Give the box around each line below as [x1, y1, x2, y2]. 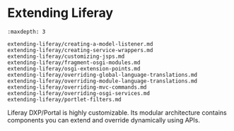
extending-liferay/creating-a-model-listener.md [7, 40, 153, 47]
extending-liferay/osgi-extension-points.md [7, 65, 141, 72]
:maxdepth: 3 [7, 28, 46, 35]
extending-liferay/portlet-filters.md [7, 96, 122, 103]
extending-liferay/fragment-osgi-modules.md [7, 58, 141, 66]
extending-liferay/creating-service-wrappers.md [7, 46, 153, 54]
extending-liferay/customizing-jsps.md [7, 53, 125, 60]
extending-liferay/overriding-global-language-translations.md [7, 71, 198, 78]
